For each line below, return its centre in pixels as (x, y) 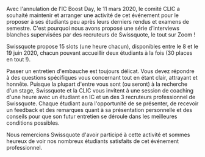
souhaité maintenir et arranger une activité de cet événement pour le (92, 15)
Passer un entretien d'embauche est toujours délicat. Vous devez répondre (100, 71)
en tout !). (19, 59)
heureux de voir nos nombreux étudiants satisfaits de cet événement (92, 141)
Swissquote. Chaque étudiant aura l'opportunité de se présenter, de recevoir (103, 103)
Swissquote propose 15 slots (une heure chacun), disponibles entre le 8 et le (103, 46)
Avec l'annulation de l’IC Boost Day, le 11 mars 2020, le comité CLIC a (93, 9)
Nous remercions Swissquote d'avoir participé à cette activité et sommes (98, 134)
